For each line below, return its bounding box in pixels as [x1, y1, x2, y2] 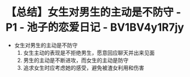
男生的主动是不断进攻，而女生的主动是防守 [23, 57, 129, 64]
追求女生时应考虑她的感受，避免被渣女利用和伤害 [23, 64, 144, 71]
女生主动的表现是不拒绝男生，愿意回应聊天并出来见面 [23, 49, 155, 56]
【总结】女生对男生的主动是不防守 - [5, 5, 181, 19]
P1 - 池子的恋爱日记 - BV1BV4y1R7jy [5, 20, 184, 34]
